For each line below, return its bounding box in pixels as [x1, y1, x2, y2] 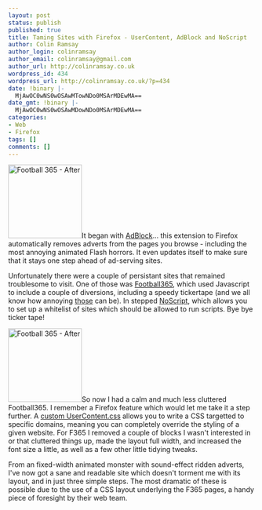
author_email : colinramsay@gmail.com [8, 56, 132, 64]
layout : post [8, 11, 51, 20]
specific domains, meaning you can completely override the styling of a [8, 420, 240, 429]
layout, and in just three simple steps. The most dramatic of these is [8, 476, 227, 486]
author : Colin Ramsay [8, 41, 79, 49]
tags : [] [8, 135, 37, 144]
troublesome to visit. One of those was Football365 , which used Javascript [8, 279, 249, 289]
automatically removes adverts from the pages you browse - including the [8, 239, 247, 249]
